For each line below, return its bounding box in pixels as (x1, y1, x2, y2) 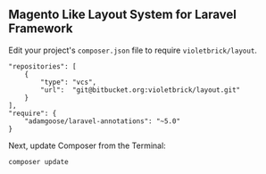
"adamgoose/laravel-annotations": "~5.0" (24, 116, 180, 126)
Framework (8, 21, 73, 37)
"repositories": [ (8, 62, 77, 70)
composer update (8, 157, 69, 166)
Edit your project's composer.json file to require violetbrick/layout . (8, 45, 258, 55)
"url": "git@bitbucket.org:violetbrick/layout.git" (40, 85, 241, 95)
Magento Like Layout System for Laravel (8, 7, 237, 22)
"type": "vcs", (40, 78, 97, 87)
